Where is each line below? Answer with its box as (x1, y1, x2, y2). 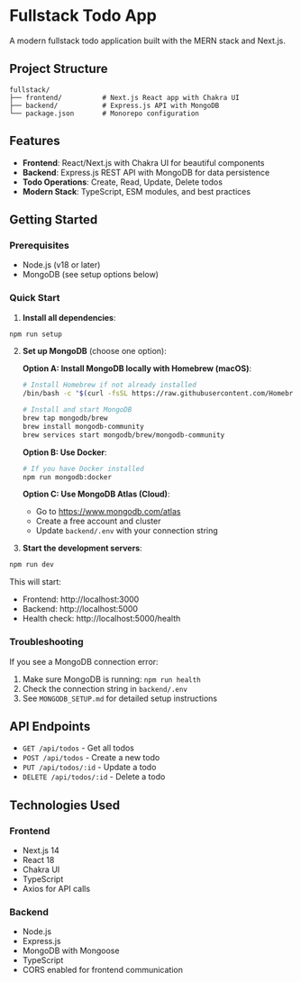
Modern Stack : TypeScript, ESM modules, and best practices (22, 186, 251, 196)
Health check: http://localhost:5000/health (22, 614, 181, 624)
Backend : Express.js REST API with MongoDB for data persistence (22, 167, 270, 177)
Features (9, 133, 60, 149)
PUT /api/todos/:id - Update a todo (22, 762, 157, 773)
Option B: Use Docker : (22, 447, 107, 458)
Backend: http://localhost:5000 (22, 604, 138, 614)
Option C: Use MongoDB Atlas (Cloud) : (22, 488, 170, 500)
